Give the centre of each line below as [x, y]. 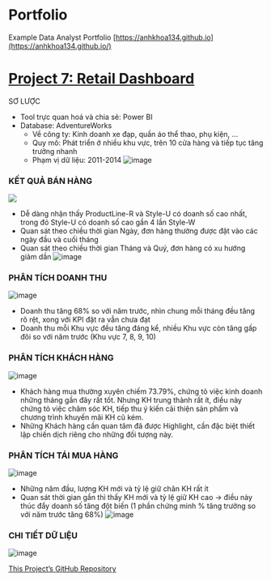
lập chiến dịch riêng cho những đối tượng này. [97, 434]
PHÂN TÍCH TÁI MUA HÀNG [64, 455]
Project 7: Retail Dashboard [102, 79]
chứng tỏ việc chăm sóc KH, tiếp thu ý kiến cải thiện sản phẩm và [129, 408]
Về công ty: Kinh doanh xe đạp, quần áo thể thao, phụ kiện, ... [135, 134]
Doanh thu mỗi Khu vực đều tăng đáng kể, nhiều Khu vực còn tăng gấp [138, 328]
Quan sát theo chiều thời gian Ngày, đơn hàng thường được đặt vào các [139, 231]
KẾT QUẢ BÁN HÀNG [51, 181]
